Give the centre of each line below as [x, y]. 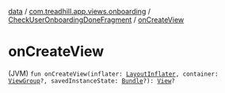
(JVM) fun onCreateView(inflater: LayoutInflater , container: [113, 73]
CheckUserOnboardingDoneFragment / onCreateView [96, 20]
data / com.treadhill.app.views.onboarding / [79, 11]
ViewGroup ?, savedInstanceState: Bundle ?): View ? [92, 81]
